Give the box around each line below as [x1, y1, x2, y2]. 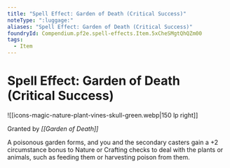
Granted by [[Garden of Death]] [7, 124, 99, 133]
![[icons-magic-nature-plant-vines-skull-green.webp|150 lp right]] [7, 111, 198, 119]
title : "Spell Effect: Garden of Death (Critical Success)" [7, 10, 187, 17]
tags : [7, 36, 23, 43]
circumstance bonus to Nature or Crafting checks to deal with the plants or [7, 145, 224, 154]
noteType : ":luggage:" [7, 17, 74, 24]
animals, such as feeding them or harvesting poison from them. [7, 153, 191, 161]
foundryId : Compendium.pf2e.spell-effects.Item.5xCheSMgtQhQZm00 [7, 29, 202, 37]
